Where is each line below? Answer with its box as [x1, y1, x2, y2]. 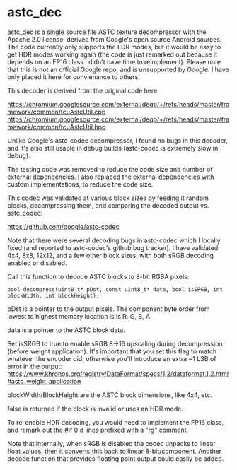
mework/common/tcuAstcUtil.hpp [7, 122, 106, 131]
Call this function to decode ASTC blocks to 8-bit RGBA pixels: [7, 272, 190, 281]
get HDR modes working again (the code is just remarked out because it [7, 50, 218, 59]
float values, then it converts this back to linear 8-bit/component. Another [7, 447, 222, 455]
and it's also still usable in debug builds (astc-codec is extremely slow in [7, 143, 219, 152]
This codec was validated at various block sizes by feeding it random [7, 194, 209, 202]
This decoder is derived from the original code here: [7, 86, 159, 95]
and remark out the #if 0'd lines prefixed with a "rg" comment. [7, 425, 189, 434]
